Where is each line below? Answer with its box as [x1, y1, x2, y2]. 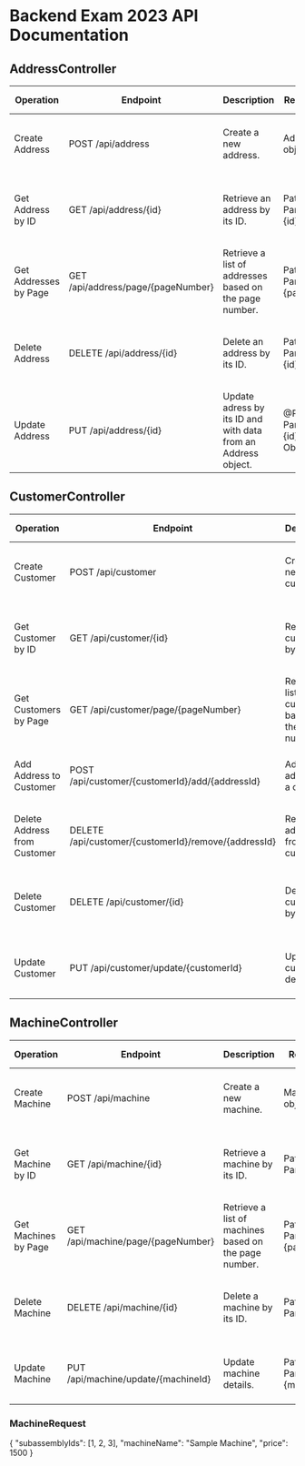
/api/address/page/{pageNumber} [68, 281, 214, 293]
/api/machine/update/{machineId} [66, 1372, 212, 1385]
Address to [14, 769, 61, 782]
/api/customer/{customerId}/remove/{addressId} [69, 834, 277, 847]
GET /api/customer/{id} [69, 632, 168, 644]
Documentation [9, 25, 130, 45]
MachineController [9, 1016, 118, 1031]
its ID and [222, 413, 263, 425]
